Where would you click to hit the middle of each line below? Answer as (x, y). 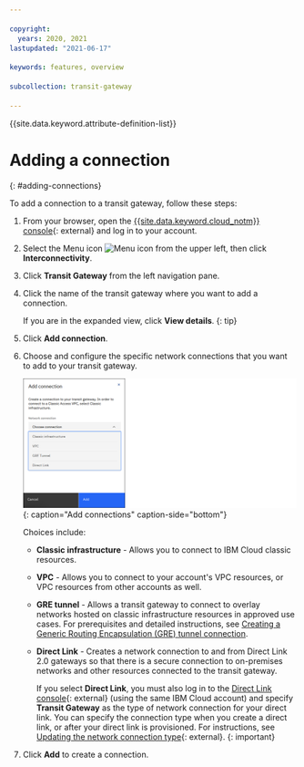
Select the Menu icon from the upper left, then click (144, 248)
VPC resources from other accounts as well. (119, 587)
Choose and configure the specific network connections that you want (155, 356)
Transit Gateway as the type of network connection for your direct (161, 708)
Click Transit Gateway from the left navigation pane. (121, 275)
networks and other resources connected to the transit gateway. (157, 671)
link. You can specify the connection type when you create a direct (162, 717)
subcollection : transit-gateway (71, 87)
